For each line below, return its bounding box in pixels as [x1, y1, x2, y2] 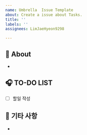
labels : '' [5, 21, 28, 27]
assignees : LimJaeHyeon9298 [5, 26, 65, 32]
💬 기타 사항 [5, 112, 38, 120]
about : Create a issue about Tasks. [5, 12, 82, 17]
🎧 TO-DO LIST [5, 78, 53, 87]
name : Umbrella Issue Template [5, 7, 73, 13]
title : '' [5, 17, 26, 22]
